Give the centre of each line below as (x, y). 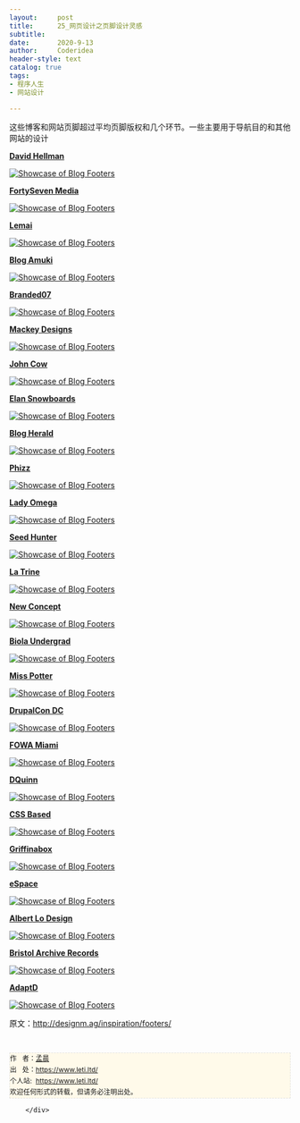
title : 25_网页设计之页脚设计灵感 (76, 26)
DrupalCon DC (37, 710)
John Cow (29, 364)
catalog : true (36, 68)
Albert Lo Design (41, 918)
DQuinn (24, 780)
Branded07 (30, 294)
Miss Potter (31, 675)
